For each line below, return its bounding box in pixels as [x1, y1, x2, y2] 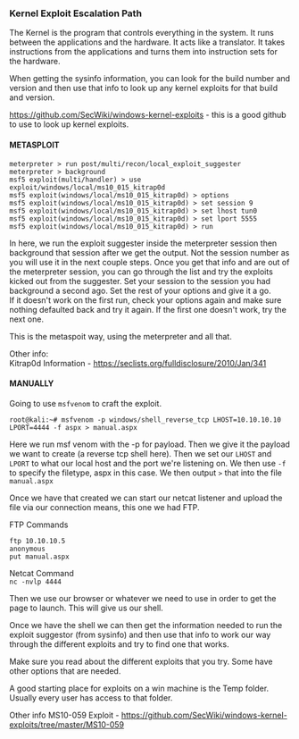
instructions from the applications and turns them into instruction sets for [9, 46, 278, 57]
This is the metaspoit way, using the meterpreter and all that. [9, 331, 232, 341]
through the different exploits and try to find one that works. [9, 638, 229, 650]
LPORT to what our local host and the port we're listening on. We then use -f [9, 458, 287, 468]
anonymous [9, 544, 46, 553]
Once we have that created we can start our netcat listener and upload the [9, 492, 283, 503]
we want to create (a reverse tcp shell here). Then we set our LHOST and [9, 448, 272, 458]
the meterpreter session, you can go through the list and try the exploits [9, 266, 274, 277]
